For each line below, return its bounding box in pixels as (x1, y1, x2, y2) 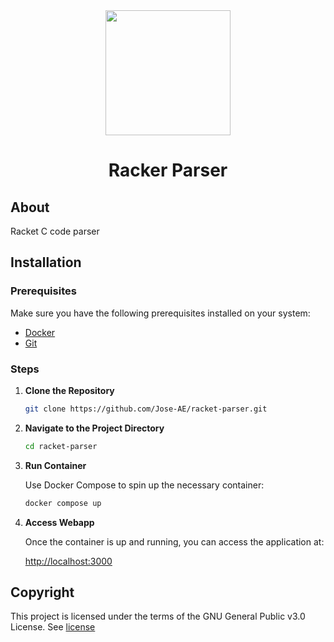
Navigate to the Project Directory (24, 422, 165, 434)
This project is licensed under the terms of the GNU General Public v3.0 (10, 610, 306, 623)
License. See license (10, 621, 96, 633)
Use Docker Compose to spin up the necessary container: (24, 479, 265, 491)
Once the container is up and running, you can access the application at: (24, 535, 325, 548)
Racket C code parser (10, 225, 100, 237)
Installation (10, 254, 82, 271)
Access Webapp (24, 516, 95, 528)
